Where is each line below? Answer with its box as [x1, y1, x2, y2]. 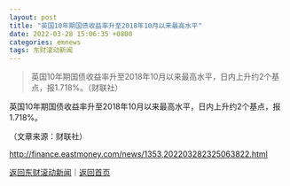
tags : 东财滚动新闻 [9, 46, 74, 55]
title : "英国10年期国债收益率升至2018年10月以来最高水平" [9, 21, 202, 30]
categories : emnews [9, 37, 82, 47]
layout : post [9, 12, 58, 22]
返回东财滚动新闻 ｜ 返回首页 [9, 167, 111, 178]
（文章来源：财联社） [9, 131, 87, 142]
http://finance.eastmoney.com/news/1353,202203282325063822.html [9, 149, 268, 159]
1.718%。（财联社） [54, 82, 123, 93]
